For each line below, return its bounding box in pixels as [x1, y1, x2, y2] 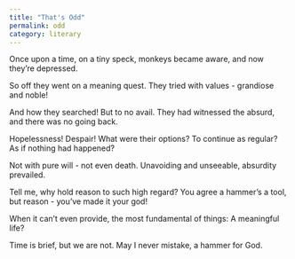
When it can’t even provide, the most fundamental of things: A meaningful [9, 214, 280, 224]
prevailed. [9, 169, 46, 180]
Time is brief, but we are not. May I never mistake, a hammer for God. [9, 240, 263, 251]
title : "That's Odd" [9, 12, 86, 22]
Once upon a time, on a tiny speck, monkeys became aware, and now [9, 54, 265, 65]
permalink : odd [9, 21, 66, 30]
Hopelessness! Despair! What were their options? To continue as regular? [9, 134, 278, 145]
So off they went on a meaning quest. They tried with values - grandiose [9, 81, 275, 91]
